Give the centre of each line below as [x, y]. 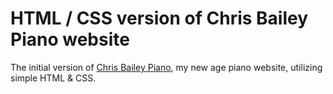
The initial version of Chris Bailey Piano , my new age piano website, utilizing [166, 67]
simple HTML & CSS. [53, 78]
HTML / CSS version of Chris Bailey [159, 18]
